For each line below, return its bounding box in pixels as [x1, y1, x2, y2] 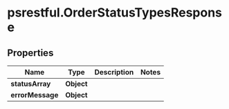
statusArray [10, 79, 51, 88]
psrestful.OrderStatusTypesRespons [7, 5, 223, 21]
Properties [7, 47, 54, 59]
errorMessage [10, 90, 59, 99]
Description [94, 68, 134, 77]
